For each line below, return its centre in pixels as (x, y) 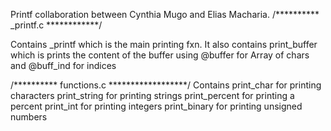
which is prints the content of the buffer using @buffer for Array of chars (160, 55)
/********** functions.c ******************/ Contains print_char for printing (166, 85)
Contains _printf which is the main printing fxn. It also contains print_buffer (164, 44)
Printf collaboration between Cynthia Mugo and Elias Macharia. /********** (165, 14)
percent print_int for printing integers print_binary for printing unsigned (156, 106)
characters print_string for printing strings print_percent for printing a (152, 95)
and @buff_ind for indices (63, 65)
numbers (29, 117)
